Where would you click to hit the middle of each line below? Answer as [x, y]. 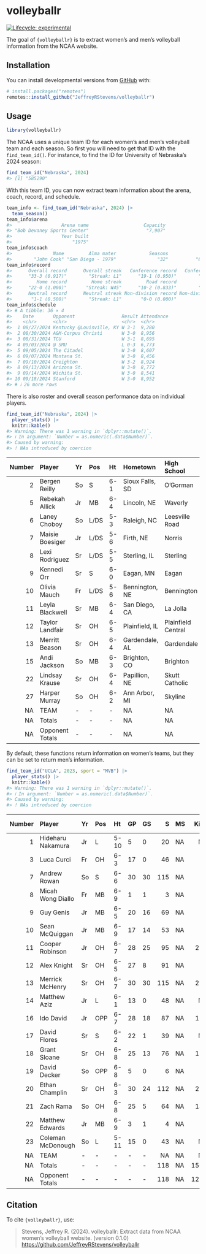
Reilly [47, 489]
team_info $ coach [27, 248]
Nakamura [55, 846]
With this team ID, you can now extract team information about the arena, [99, 190]
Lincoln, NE [139, 503]
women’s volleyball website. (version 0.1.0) [75, 1238]
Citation [22, 1205]
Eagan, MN [139, 573]
